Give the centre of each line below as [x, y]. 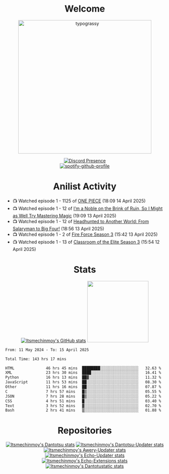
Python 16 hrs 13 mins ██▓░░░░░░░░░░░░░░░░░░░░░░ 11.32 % [83, 377]
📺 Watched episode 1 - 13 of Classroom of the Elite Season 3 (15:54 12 [86, 242]
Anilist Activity [85, 186]
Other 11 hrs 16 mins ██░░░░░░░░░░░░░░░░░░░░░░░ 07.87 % [83, 387]
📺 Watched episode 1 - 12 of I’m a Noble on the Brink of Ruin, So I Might [88, 208]
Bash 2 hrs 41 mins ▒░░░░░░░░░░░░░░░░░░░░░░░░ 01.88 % [83, 410]
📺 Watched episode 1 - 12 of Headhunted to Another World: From [81, 221]
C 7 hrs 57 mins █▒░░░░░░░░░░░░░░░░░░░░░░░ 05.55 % [83, 392]
